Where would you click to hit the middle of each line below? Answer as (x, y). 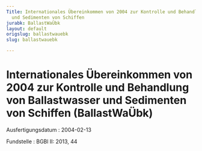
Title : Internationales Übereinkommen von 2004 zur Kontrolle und (91, 12)
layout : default (26, 29)
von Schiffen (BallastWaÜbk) (80, 113)
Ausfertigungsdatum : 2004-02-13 (49, 129)
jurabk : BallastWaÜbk (33, 23)
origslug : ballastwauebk (37, 34)
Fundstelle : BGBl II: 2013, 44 (42, 141)
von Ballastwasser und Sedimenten (96, 100)
